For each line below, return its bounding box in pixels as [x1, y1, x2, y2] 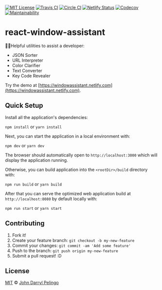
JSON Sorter [12, 52, 38, 58]
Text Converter [12, 68, 42, 73]
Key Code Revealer [12, 73, 51, 79]
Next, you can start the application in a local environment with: [5, 133, 130, 139]
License [5, 267, 30, 275]
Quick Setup [5, 102, 43, 110]
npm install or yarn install [5, 124, 62, 130]
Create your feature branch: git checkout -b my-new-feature [12, 237, 135, 243]
